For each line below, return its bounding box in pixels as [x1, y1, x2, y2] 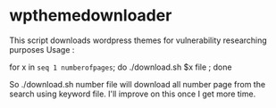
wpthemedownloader [9, 5, 172, 26]
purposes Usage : [9, 44, 75, 54]
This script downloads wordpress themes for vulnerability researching [9, 35, 268, 46]
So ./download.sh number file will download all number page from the [9, 79, 266, 89]
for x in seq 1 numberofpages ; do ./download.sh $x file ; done [9, 62, 232, 72]
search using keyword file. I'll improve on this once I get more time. [9, 88, 256, 99]
